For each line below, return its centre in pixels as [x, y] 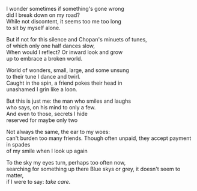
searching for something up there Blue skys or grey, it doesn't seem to [93, 169]
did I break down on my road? [43, 15]
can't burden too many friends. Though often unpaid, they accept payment [99, 138]
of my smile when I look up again [47, 151]
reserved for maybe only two [42, 120]
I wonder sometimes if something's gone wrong [65, 9]
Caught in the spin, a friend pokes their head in [64, 83]
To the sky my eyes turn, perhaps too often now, [66, 162]
